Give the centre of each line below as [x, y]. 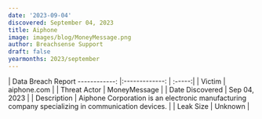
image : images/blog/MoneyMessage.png [70, 37]
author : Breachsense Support [56, 45]
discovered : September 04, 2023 [61, 23]
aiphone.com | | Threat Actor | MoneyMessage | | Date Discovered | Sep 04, [131, 89]
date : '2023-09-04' [40, 15]
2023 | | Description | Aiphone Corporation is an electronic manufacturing [127, 98]
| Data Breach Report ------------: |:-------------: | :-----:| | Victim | [117, 81]
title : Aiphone [33, 30]
